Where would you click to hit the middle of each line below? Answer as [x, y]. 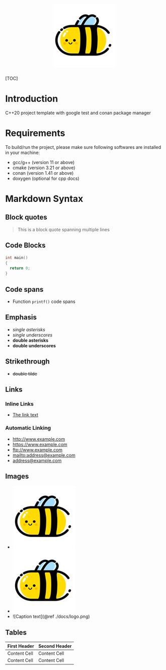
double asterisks [30, 340]
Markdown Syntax [44, 199]
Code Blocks [25, 246]
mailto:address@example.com [44, 455]
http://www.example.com [39, 439]
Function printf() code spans [44, 301]
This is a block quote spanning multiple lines [63, 229]
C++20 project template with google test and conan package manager [78, 113]
